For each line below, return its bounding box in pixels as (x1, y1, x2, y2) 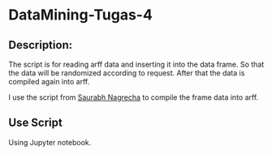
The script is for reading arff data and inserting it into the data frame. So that (8, 59, 265, 69)
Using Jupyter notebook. (8, 137, 92, 147)
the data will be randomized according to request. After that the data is (8, 68, 245, 78)
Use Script (8, 116, 63, 130)
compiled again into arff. (8, 77, 90, 86)
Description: (8, 38, 73, 52)
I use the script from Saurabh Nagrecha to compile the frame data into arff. (8, 93, 259, 102)
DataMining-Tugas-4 (8, 6, 153, 24)
